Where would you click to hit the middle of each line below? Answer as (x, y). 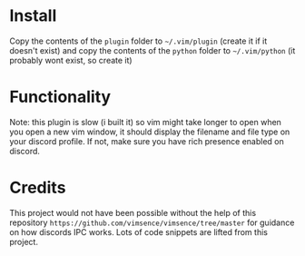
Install (33, 16)
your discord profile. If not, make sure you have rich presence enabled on (147, 141)
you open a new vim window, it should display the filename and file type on (150, 132)
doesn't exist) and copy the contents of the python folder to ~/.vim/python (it (152, 50)
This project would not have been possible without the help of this (133, 212)
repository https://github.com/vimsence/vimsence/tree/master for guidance (152, 222)
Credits (38, 188)
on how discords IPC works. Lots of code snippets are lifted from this (138, 231)
